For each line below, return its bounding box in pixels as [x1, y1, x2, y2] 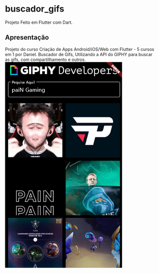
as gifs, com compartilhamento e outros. [5, 57, 86, 62]
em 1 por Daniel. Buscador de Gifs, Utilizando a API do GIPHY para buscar [5, 51, 153, 57]
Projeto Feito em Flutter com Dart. [5, 19, 73, 25]
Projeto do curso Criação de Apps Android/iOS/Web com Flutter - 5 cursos [5, 46, 154, 52]
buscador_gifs [5, 3, 64, 15]
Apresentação [5, 33, 49, 42]
